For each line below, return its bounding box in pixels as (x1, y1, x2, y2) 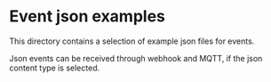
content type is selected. (9, 62, 100, 73)
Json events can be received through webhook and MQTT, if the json (9, 53, 263, 63)
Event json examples (9, 6, 166, 27)
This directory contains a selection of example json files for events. (9, 36, 255, 46)
